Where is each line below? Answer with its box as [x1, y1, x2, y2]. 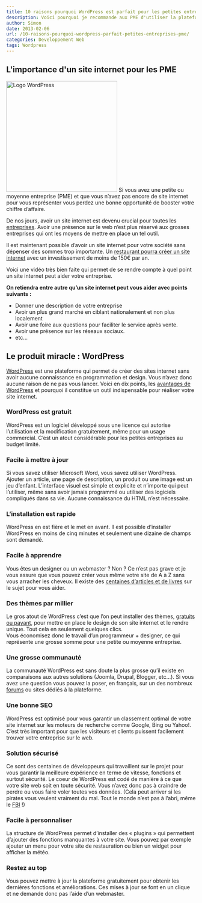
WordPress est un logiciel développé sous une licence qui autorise [6, 421, 171, 429]
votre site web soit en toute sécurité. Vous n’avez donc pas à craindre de [6, 782, 186, 789]
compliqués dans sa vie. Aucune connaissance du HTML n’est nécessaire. [6, 495, 191, 502]
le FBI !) [6, 801, 25, 808]
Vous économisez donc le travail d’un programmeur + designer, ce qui [6, 632, 180, 639]
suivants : [6, 290, 32, 298]
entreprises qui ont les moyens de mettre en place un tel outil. [6, 230, 159, 237]
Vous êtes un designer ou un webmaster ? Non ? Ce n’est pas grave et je [6, 565, 186, 572]
